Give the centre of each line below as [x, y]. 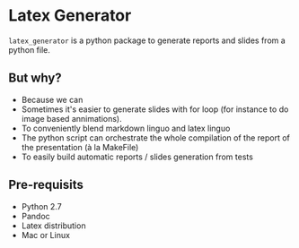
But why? [35, 78]
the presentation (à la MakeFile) [80, 147]
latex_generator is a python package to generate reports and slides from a [147, 40]
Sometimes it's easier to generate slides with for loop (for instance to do [155, 109]
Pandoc [35, 216]
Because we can [52, 99]
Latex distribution [53, 226]
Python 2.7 [41, 206]
